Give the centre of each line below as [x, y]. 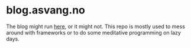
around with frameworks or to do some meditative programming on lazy [94, 32]
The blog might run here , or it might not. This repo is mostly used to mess [96, 26]
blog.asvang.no [46, 10]
